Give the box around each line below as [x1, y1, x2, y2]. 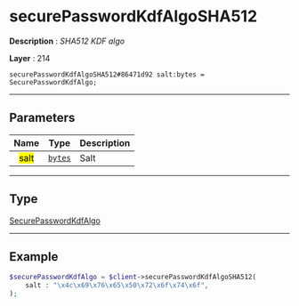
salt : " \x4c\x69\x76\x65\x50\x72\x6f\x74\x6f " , [25, 281, 209, 290]
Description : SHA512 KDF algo [9, 36, 125, 46]
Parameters [9, 110, 76, 125]
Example [9, 249, 59, 264]
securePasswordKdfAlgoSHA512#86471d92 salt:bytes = [9, 69, 205, 79]
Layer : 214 [9, 52, 51, 63]
